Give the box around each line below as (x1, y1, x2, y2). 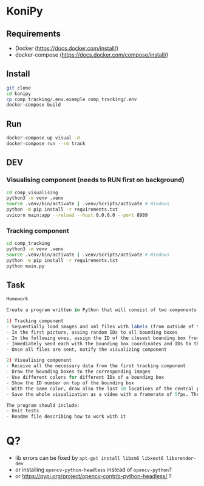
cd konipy (6, 90, 32, 97)
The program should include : (6, 402, 80, 409)
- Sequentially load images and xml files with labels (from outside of (6, 324, 194, 330)
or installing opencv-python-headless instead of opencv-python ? (15, 466, 172, 473)
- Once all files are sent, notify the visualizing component (6, 346, 167, 353)
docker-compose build (6, 102, 61, 108)
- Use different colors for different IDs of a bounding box (6, 375, 165, 381)
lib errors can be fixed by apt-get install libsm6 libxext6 (15, 454, 164, 462)
